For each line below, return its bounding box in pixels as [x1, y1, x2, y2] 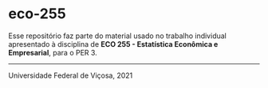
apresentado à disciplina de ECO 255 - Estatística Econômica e [8, 39, 219, 48]
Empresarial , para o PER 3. [8, 48, 97, 57]
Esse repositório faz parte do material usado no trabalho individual [8, 31, 227, 40]
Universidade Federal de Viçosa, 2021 [8, 71, 133, 80]
